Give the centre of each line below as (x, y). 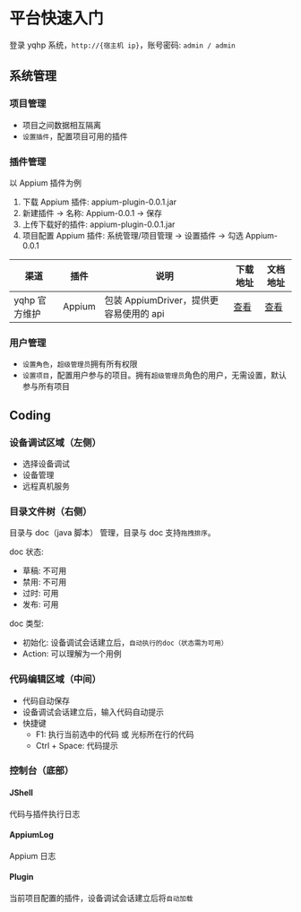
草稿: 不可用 (44, 571)
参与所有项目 (46, 387)
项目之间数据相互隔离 (61, 125)
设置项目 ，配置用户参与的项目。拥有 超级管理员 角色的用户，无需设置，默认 (154, 375)
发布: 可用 (40, 604)
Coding (30, 415)
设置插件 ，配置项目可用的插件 (75, 136)
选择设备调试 (46, 464)
